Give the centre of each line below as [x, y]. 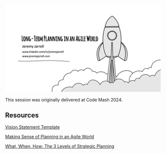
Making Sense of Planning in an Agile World [50, 137]
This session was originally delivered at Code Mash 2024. [64, 100]
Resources [22, 115]
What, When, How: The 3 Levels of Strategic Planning [60, 146]
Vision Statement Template [33, 127]
